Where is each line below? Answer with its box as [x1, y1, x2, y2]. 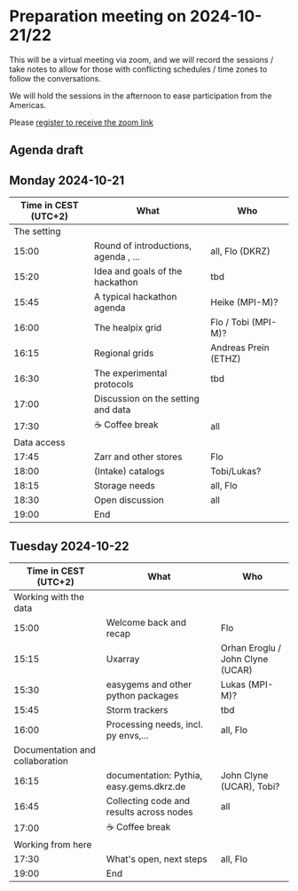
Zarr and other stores [94, 450, 183, 463]
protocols [94, 379, 134, 391]
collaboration [13, 754, 69, 767]
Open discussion [94, 494, 164, 506]
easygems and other [106, 678, 192, 691]
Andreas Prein [209, 341, 270, 354]
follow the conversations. [9, 73, 102, 83]
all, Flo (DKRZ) [209, 246, 271, 258]
